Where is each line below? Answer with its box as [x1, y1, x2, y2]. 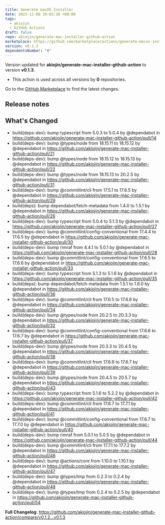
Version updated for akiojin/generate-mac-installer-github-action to [5, 62, 146, 68]
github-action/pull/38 [12, 353, 55, 359]
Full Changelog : [5, 509, 38, 515]
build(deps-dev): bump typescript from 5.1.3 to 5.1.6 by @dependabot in [12, 270, 158, 276]
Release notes [5, 100, 50, 108]
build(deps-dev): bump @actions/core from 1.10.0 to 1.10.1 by [12, 458, 135, 464]
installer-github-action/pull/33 [12, 265, 74, 271]
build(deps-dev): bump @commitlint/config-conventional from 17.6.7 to [12, 416, 156, 422]
